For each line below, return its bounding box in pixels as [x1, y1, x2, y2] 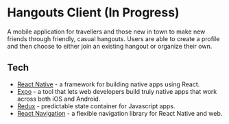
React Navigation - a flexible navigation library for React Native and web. [16, 109, 223, 117]
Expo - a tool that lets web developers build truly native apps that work [16, 87, 217, 95]
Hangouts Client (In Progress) [7, 5, 180, 21]
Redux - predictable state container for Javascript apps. [16, 101, 176, 110]
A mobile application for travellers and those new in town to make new [7, 27, 206, 36]
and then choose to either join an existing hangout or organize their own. [7, 42, 213, 50]
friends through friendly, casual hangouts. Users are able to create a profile [7, 34, 220, 42]
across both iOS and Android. [16, 95, 101, 103]
